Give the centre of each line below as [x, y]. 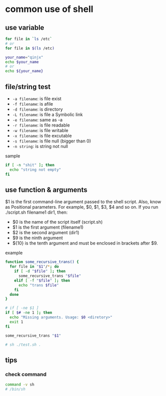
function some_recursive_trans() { [42, 262]
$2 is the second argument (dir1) [46, 233]
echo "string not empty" [35, 170]
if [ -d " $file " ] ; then [40, 271]
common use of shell [49, 9]
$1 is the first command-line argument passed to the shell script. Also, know [83, 202]
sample [13, 156]
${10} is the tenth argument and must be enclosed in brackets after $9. [85, 243]
